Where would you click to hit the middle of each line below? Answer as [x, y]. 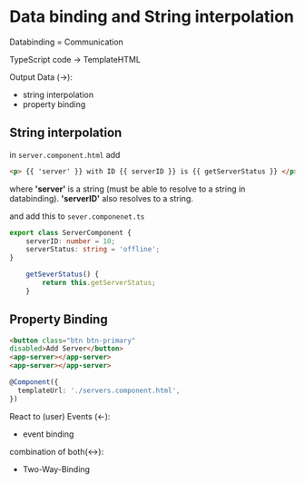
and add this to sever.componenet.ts [77, 216]
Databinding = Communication [67, 42]
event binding [48, 434]
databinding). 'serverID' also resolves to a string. [101, 198]
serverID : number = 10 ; [71, 241]
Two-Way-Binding [56, 469]
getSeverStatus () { [63, 274]
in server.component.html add [65, 154]
